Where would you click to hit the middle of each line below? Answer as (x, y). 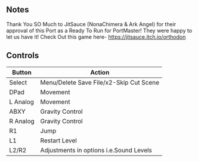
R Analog (22, 121)
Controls (23, 56)
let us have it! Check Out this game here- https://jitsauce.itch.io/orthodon (96, 37)
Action (100, 72)
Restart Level (59, 141)
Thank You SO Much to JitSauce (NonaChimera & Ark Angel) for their (91, 24)
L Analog (22, 102)
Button (21, 72)
